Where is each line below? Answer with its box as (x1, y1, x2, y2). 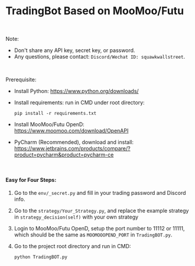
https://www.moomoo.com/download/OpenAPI (14, 127, 129, 134)
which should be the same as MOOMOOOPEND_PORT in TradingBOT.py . (14, 231, 173, 238)
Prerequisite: (5, 76, 37, 83)
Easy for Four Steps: (5, 176, 57, 183)
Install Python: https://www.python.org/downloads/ (14, 87, 139, 94)
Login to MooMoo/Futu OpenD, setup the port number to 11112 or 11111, (14, 225, 185, 232)
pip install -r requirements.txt (14, 110, 97, 116)
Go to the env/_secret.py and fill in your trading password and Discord (14, 190, 186, 197)
